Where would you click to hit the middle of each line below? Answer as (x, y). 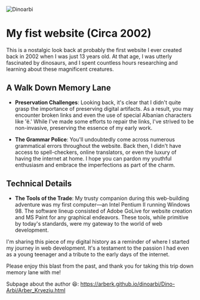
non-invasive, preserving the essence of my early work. (84, 128)
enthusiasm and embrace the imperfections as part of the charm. (95, 165)
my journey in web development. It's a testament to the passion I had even (98, 248)
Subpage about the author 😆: (43, 284)
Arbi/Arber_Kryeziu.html (36, 290)
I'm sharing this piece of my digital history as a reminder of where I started (98, 241)
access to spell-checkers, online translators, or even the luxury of (96, 152)
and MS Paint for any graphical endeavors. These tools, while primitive (102, 217)
